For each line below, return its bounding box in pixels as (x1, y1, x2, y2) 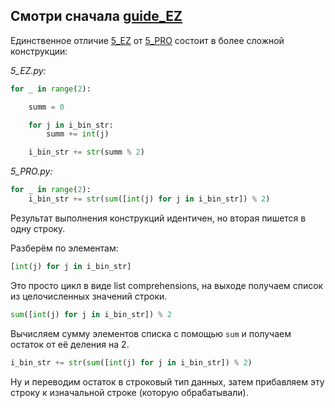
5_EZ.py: (10, 64, 47, 76)
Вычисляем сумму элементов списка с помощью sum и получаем (10, 327, 292, 339)
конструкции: (10, 45, 68, 57)
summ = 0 (28, 102, 65, 112)
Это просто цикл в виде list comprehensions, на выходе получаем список (10, 279, 324, 291)
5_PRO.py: (10, 165, 53, 178)
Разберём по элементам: (10, 242, 119, 254)
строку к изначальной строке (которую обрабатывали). (10, 386, 249, 398)
